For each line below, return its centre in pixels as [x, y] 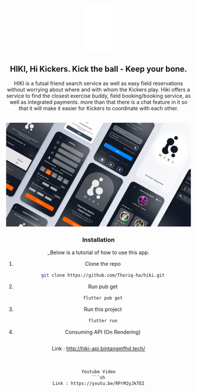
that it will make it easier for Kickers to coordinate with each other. [98, 108]
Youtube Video [98, 372]
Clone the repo [103, 264]
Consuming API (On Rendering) [103, 332]
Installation [98, 240]
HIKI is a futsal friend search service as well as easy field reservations [98, 83]
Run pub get [103, 287]
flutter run [103, 321]
